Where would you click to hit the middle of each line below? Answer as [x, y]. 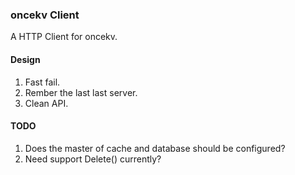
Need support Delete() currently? [93, 159]
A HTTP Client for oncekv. [64, 37]
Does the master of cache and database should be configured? [155, 148]
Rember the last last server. [81, 92]
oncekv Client [45, 15]
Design [25, 59]
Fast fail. [42, 82]
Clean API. [46, 103]
